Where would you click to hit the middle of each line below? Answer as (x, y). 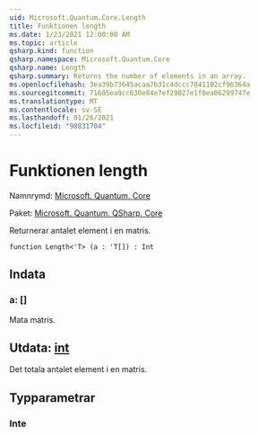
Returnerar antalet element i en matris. (80, 230)
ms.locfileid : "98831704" (57, 127)
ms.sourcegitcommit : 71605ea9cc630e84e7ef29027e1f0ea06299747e (130, 93)
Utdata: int (39, 348)
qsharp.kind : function (52, 51)
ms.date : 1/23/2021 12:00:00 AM (69, 34)
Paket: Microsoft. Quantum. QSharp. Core (86, 213)
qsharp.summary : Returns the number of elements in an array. (128, 76)
